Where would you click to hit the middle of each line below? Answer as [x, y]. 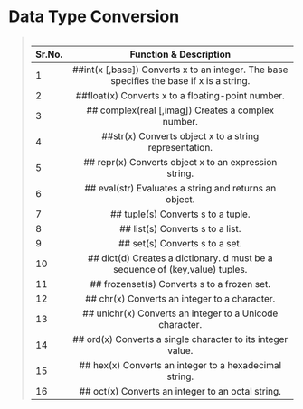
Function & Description [180, 54]
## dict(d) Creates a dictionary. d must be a [180, 257]
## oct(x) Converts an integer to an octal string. [180, 391]
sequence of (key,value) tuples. [180, 269]
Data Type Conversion [94, 17]
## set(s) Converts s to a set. [180, 243]
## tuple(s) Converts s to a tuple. [180, 214]
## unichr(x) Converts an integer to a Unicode [180, 313]
